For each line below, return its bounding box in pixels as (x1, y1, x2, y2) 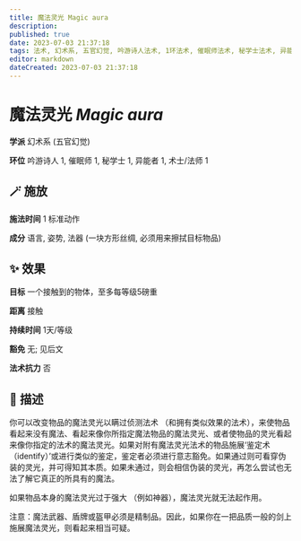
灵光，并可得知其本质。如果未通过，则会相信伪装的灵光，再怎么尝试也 (24, 462, 284, 473)
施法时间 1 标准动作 (9, 213, 81, 224)
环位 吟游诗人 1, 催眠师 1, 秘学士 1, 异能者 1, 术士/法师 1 (9, 154, 209, 166)
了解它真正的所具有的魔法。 (16, 473, 119, 484)
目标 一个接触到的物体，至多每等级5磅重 (9, 286, 159, 297)
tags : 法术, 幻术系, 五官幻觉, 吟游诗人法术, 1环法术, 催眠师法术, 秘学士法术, (9, 47, 277, 56)
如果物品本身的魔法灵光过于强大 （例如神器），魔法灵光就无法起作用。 (9, 493, 267, 503)
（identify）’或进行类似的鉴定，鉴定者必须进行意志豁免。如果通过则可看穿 (9, 450, 279, 462)
